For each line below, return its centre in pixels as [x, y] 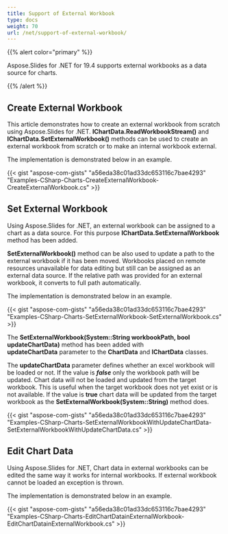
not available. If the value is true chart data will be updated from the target [112, 394]
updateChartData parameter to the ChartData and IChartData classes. [108, 352]
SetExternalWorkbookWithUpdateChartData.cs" [75, 430]
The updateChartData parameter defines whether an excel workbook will [111, 365]
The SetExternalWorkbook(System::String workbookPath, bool [99, 337]
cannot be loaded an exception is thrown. [66, 482]
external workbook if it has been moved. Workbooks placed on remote [106, 260]
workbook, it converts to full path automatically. [74, 282]
